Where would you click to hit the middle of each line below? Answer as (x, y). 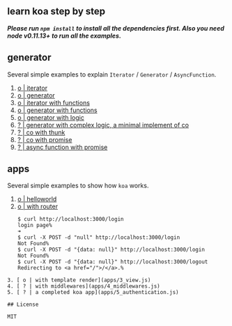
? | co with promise (45, 139)
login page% (34, 226)
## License (23, 305)
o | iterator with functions (54, 102)
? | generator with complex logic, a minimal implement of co (103, 125)
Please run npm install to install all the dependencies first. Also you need (116, 28)
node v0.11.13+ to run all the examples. (64, 36)
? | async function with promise (62, 147)
